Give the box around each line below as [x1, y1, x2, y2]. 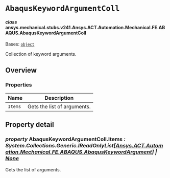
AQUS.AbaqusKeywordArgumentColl [5, 30, 87, 36]
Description [44, 95, 74, 102]
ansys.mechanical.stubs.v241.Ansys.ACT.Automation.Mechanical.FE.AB [5, 24, 165, 30]
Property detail [5, 120, 55, 129]
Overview [5, 65, 37, 75]
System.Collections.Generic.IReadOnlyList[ [5, 142, 116, 149]
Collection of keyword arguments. [5, 51, 77, 57]
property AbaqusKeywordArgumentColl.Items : [5, 136, 126, 143]
